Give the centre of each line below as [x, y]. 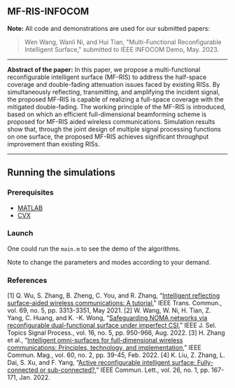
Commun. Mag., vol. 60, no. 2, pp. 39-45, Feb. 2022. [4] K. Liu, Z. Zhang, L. [116, 355]
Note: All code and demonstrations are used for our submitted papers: [109, 28]
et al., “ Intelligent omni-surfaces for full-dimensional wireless [95, 340]
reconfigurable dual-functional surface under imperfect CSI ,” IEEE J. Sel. [112, 326]
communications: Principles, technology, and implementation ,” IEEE [104, 348]
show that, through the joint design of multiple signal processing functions [114, 129]
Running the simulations [61, 173]
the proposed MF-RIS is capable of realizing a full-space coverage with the [115, 99]
